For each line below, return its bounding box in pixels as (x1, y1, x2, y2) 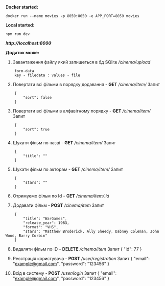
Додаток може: (5, 50, 40, 55)
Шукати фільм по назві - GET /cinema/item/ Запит (12, 140, 117, 146)
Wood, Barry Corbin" (5, 233, 48, 238)
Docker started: (5, 4, 39, 10)
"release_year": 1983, (23, 220, 70, 225)
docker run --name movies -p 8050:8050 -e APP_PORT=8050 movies (5, 14, 140, 19)
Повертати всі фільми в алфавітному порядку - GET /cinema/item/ (12, 108, 151, 114)
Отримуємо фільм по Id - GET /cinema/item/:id (12, 193, 110, 198)
